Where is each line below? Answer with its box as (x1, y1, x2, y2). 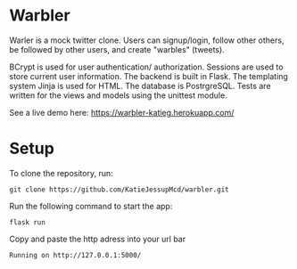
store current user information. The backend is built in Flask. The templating (9, 70, 288, 81)
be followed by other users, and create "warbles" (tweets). (9, 44, 225, 54)
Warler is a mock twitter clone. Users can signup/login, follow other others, (9, 35, 285, 45)
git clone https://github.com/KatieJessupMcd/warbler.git (9, 184, 229, 194)
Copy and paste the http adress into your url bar (9, 233, 186, 244)
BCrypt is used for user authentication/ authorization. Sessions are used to (9, 61, 284, 72)
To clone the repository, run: (9, 167, 113, 178)
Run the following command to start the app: (9, 200, 173, 211)
